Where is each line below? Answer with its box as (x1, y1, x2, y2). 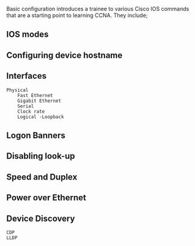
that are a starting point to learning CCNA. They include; (6, 12, 148, 19)
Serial (17, 103, 34, 109)
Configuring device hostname (6, 50, 123, 60)
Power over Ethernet (6, 192, 87, 203)
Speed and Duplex (6, 172, 78, 182)
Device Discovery (6, 213, 75, 223)
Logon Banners (6, 130, 66, 140)
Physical (6, 87, 29, 93)
